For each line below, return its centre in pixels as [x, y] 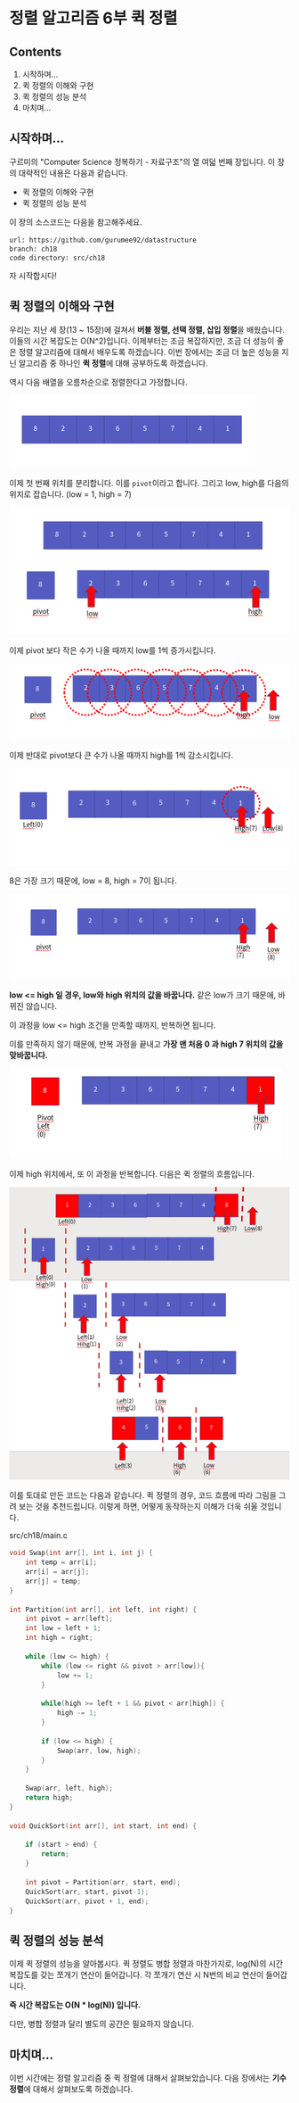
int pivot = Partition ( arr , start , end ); [103, 1882]
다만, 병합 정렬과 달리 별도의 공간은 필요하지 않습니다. [101, 2024]
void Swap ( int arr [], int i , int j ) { [81, 1553]
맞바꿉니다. [29, 1055]
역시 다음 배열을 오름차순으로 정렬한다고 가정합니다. [98, 382]
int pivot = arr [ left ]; [69, 1619]
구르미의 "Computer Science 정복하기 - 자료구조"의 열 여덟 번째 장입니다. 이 [142, 161]
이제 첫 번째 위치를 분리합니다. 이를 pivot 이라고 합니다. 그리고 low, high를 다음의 [149, 483]
